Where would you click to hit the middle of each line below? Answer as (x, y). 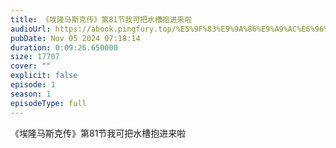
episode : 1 (33, 85)
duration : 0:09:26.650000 (64, 47)
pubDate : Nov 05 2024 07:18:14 (75, 38)
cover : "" (31, 66)
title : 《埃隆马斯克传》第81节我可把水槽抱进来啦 (101, 19)
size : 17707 (35, 57)
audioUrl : (31, 29)
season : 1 (31, 94)
